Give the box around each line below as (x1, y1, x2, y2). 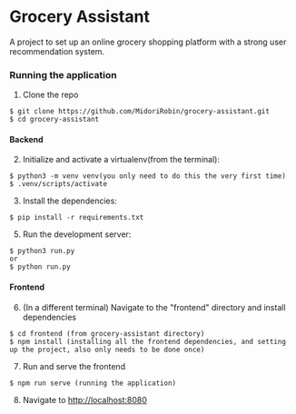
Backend (9, 133, 44, 144)
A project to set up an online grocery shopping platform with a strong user (9, 36, 287, 47)
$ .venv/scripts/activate (9, 180, 107, 189)
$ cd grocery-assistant (9, 115, 100, 124)
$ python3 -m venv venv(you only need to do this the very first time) (9, 172, 286, 181)
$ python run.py (9, 262, 71, 271)
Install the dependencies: (22, 195, 118, 206)
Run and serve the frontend (22, 360, 125, 371)
